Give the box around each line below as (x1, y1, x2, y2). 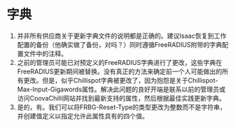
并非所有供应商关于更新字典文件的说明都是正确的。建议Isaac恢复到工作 (16, 31, 227, 40)
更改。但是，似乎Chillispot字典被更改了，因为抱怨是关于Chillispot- (23, 76, 218, 84)
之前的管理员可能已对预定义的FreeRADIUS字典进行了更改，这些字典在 (16, 58, 222, 66)
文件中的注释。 (23, 49, 68, 58)
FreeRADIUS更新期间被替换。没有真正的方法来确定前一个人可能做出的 (16, 67, 222, 76)
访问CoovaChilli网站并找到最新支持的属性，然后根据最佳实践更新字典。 (16, 93, 226, 102)
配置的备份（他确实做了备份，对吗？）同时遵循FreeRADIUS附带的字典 (16, 40, 222, 49)
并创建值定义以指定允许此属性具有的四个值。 (16, 111, 149, 120)
